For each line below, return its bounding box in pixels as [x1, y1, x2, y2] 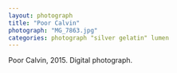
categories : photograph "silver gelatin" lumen [8, 33, 170, 42]
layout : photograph [8, 11, 73, 20]
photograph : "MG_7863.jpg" [8, 26, 98, 34]
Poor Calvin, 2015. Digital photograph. [8, 56, 133, 65]
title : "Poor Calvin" [8, 19, 81, 27]
